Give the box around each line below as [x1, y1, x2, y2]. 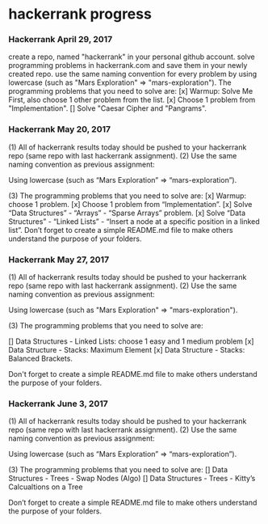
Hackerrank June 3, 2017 [8, 398, 108, 409]
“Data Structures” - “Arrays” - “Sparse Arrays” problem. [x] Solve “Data [8, 208, 246, 218]
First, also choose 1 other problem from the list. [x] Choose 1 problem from [8, 95, 256, 105]
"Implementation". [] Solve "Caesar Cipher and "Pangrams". [8, 104, 207, 113]
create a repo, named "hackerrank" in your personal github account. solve [8, 52, 256, 61]
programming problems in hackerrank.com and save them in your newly [8, 61, 248, 70]
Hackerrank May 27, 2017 [8, 254, 110, 265]
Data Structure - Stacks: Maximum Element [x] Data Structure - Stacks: [8, 345, 245, 355]
